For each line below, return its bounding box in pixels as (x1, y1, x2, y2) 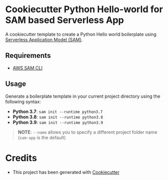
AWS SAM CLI (12, 65, 43, 71)
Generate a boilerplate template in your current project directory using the (5, 93, 160, 99)
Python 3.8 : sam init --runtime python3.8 (12, 113, 103, 120)
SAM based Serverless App (5, 14, 124, 26)
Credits (5, 152, 37, 164)
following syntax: (5, 98, 41, 105)
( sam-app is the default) (17, 134, 66, 140)
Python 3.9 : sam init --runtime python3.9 (12, 119, 103, 125)
